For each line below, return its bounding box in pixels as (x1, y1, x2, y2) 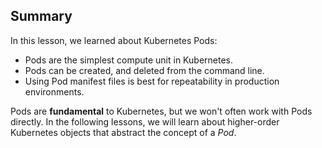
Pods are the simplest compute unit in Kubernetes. (24, 54, 233, 66)
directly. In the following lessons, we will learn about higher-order (10, 115, 280, 128)
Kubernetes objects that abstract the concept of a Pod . (10, 126, 237, 138)
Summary (10, 8, 73, 25)
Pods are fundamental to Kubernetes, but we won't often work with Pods (10, 105, 313, 117)
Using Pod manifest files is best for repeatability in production (24, 75, 280, 87)
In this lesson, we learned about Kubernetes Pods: (10, 34, 218, 46)
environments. (24, 85, 85, 98)
